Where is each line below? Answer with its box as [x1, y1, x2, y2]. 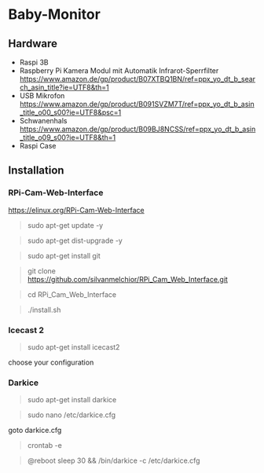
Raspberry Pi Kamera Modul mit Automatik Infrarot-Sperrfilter [19, 66, 219, 75]
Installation [8, 163, 64, 178]
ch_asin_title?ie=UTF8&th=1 [19, 82, 110, 92]
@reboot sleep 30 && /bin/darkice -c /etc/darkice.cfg [27, 456, 200, 465]
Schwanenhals [19, 116, 68, 125]
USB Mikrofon [19, 91, 65, 100]
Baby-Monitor [8, 5, 101, 24]
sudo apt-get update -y [27, 220, 104, 229]
